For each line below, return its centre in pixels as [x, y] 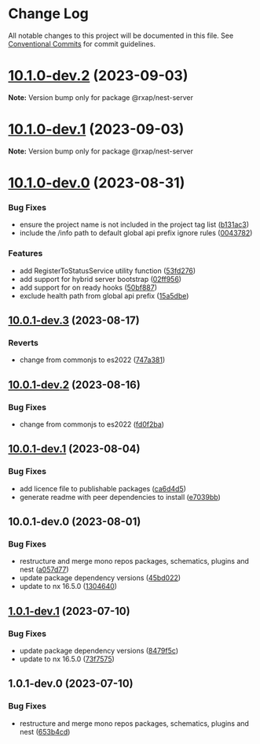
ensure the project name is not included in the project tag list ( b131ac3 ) [134, 224]
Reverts [24, 342]
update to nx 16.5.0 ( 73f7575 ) [67, 659]
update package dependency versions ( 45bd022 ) [100, 578]
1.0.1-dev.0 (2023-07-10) [71, 684]
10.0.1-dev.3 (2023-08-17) [74, 320]
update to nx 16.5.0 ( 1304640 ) [68, 587]
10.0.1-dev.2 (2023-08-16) [75, 385]
